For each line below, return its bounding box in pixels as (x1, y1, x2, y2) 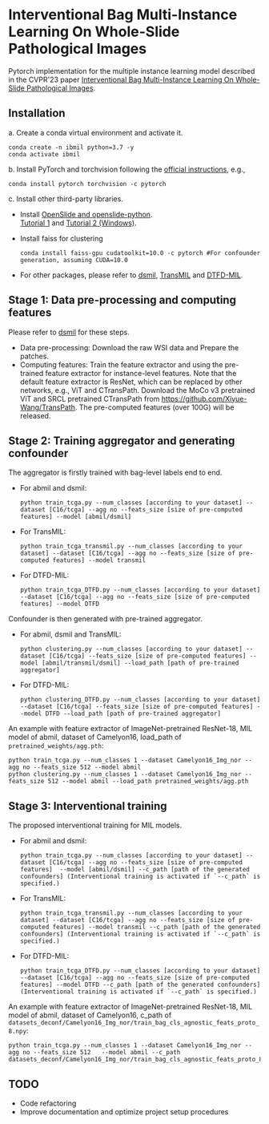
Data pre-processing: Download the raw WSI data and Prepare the (19, 342, 239, 352)
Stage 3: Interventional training (8, 799, 167, 813)
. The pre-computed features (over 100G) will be (74, 402, 235, 412)
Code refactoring (19, 1098, 77, 1108)
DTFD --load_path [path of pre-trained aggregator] (45, 710, 222, 718)
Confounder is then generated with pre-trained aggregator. (8, 614, 203, 624)
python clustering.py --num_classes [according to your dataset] (19, 645, 243, 653)
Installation (8, 107, 66, 120)
